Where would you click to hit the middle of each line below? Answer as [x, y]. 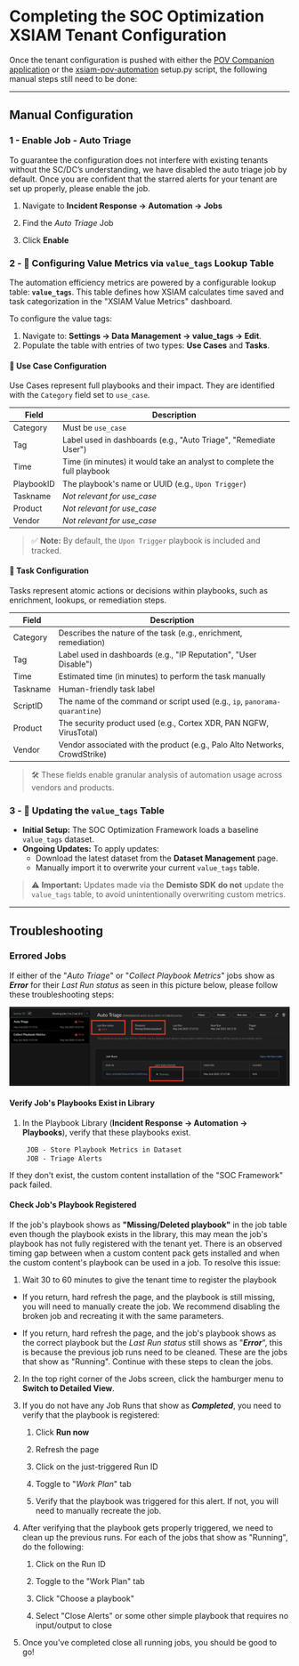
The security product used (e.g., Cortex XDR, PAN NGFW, [164, 724]
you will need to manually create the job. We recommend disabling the [151, 1306]
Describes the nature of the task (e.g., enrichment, [150, 633]
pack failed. [31, 1185]
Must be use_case [94, 427]
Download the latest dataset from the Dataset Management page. [157, 858]
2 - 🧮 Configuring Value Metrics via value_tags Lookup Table [141, 263]
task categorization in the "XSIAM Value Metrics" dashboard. [121, 301]
